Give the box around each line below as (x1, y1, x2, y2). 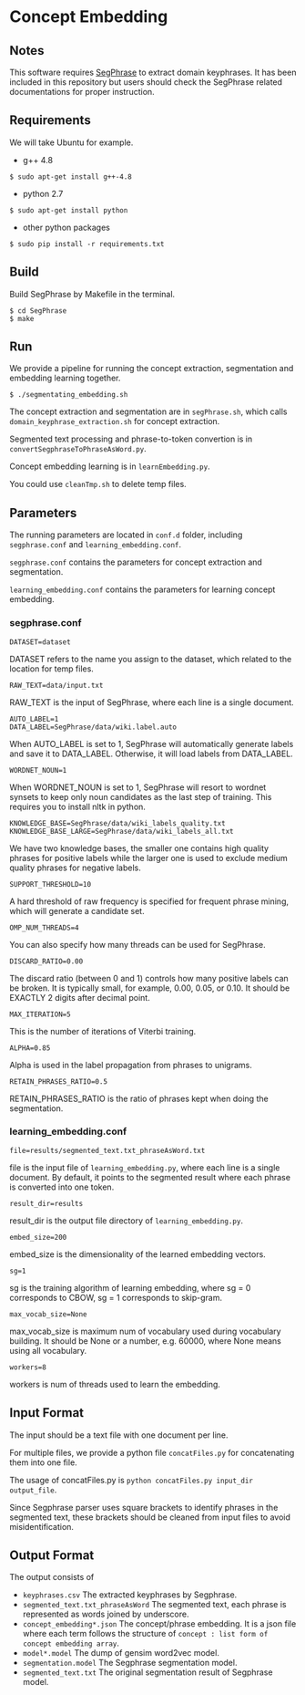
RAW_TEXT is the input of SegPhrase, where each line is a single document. (9, 696, 294, 708)
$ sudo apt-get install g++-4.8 (9, 172, 132, 182)
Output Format (9, 1548, 95, 1564)
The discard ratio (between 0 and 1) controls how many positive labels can (9, 972, 289, 983)
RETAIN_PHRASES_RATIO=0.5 (9, 1076, 107, 1087)
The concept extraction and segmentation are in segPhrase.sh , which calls (9, 406, 288, 417)
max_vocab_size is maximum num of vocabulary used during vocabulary (9, 1326, 281, 1336)
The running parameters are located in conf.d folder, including (9, 529, 243, 540)
